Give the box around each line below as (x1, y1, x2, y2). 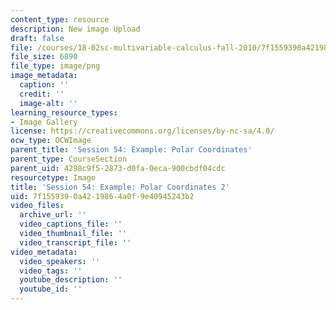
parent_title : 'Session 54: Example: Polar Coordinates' (10, 145, 253, 155)
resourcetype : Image (10, 172, 97, 183)
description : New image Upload (10, 24, 141, 34)
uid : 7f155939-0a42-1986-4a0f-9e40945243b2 (10, 191, 195, 201)
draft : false (10, 33, 65, 43)
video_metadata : (10, 247, 78, 257)
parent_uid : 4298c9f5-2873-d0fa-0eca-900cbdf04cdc (10, 163, 226, 173)
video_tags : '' (19, 266, 83, 276)
